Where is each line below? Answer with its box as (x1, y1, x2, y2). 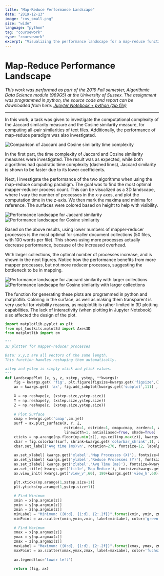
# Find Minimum (14, 493, 45, 499)
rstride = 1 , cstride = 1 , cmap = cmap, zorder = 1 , (64, 426, 156, 431)
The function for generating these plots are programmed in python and (5, 291, 147, 297)
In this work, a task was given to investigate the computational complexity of (5, 116, 159, 122)
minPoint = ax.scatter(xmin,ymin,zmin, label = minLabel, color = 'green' (14, 516, 161, 521)
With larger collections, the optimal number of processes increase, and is (5, 251, 152, 257)
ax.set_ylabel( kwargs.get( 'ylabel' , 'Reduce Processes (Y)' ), (14, 457, 143, 462)
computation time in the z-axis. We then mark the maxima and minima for (5, 197, 153, 203)
